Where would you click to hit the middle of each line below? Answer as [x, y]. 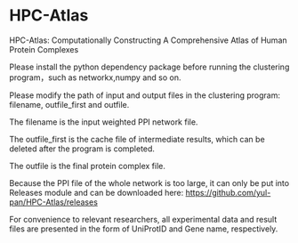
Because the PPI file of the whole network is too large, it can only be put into [149, 182]
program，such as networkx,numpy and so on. [95, 77]
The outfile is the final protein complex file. [88, 166]
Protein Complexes [44, 49]
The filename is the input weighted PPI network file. [104, 122]
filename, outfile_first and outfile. [69, 104]
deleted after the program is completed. [82, 149]
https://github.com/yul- [228, 192]
